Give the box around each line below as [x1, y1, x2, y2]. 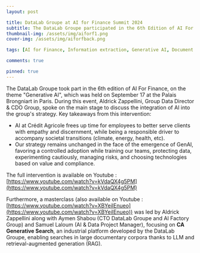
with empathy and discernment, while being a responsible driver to [14, 128, 180, 135]
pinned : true [6, 69, 39, 75]
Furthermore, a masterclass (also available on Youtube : [6, 195, 143, 203]
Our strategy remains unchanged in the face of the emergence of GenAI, [14, 141, 194, 148]
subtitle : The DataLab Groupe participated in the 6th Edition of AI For [6, 25, 194, 31]
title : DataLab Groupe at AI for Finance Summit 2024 [6, 19, 143, 26]
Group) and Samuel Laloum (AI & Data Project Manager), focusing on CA [6, 221, 185, 228]
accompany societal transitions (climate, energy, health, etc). [14, 134, 165, 141]
